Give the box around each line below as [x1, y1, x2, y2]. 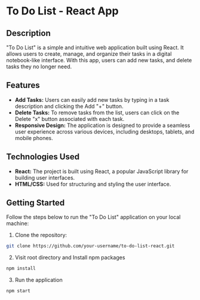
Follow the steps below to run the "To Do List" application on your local [6, 214, 181, 221]
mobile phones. [14, 134, 54, 141]
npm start [6, 288, 31, 294]
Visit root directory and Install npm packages [14, 254, 125, 261]
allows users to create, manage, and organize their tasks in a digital [6, 50, 172, 57]
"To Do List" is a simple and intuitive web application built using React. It [6, 44, 184, 51]
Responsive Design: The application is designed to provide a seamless [14, 122, 190, 129]
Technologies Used [6, 151, 79, 162]
